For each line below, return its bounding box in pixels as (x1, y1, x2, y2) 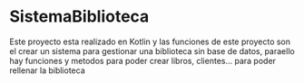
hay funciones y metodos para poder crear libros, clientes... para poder (9, 55, 277, 66)
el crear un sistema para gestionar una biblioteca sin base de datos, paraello (9, 45, 295, 56)
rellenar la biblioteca (9, 65, 85, 76)
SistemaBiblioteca (9, 6, 150, 27)
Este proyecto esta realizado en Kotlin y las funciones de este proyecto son (9, 36, 291, 47)
